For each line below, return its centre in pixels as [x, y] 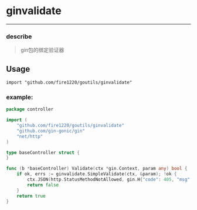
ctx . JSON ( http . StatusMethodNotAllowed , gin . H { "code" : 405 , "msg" [109, 180]
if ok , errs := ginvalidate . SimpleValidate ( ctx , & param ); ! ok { [97, 174]
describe [19, 36]
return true [31, 196]
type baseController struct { [43, 152]
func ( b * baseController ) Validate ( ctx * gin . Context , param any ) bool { [97, 169]
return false [43, 185]
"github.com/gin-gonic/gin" [51, 131]
